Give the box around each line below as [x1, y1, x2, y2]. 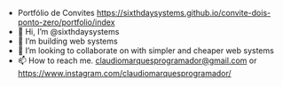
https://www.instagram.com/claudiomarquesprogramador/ [17, 68, 232, 78]
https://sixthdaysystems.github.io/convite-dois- [96, 8, 271, 18]
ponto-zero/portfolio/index [17, 17, 115, 28]
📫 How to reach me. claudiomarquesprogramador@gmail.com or [17, 55, 257, 66]
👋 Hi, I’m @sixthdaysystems [17, 27, 120, 36]
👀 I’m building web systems [17, 36, 118, 46]
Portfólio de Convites [17, 8, 95, 18]
